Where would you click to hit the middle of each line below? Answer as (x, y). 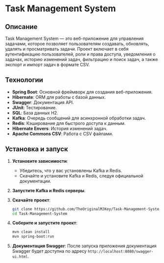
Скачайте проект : (31, 200)
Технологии (24, 80)
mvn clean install (31, 232)
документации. (35, 181)
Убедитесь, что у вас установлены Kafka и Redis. (71, 171)
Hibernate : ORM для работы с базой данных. (59, 97)
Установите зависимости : (40, 161)
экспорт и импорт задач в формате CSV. (47, 65)
